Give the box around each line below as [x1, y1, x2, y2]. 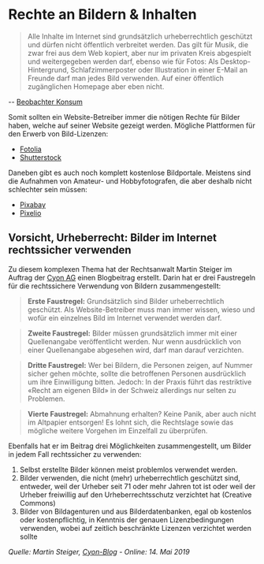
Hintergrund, [27, 65, 69, 74]
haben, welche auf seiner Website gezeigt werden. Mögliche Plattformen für [8, 121, 256, 130]
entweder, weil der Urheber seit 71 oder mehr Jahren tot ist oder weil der [19, 481, 256, 491]
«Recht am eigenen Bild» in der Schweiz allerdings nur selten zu [27, 385, 236, 395]
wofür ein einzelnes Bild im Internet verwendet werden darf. [27, 313, 222, 322]
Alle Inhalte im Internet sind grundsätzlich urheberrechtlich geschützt [27, 32, 253, 41]
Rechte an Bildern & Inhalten [8, 6, 197, 24]
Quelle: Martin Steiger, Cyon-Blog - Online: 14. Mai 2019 [8, 547, 191, 556]
